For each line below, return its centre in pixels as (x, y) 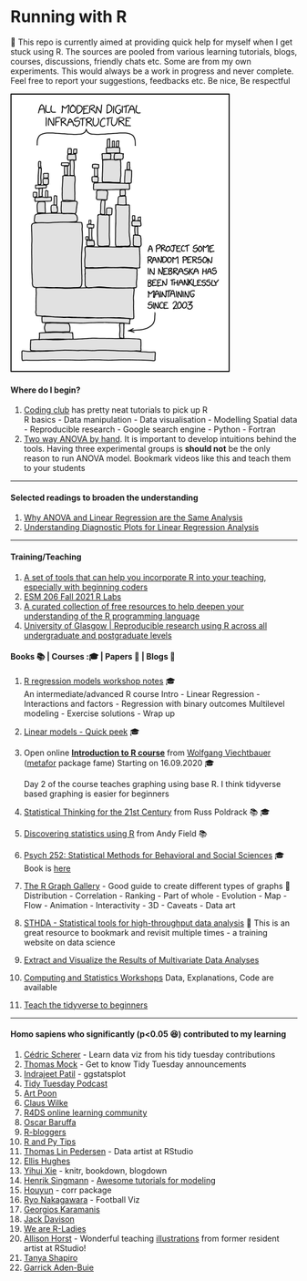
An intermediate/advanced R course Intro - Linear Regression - (142, 693)
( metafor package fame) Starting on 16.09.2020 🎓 (119, 763)
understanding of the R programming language (112, 616)
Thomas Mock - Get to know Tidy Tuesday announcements (135, 1064)
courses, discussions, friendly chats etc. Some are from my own (131, 61)
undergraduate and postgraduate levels (97, 635)
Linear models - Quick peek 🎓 (82, 732)
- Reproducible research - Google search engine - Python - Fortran (149, 429)
